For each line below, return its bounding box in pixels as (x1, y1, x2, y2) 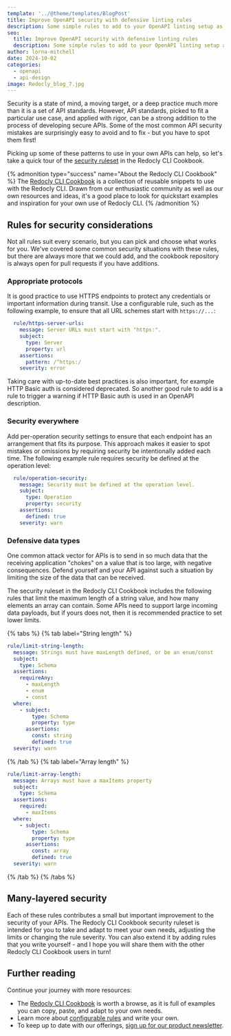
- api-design (13, 74, 51, 81)
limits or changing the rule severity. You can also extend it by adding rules (7, 933, 217, 941)
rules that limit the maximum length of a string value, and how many (7, 593, 199, 602)
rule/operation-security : (13, 474, 88, 482)
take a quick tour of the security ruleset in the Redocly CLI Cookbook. (7, 156, 205, 165)
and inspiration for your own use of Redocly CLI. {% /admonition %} (7, 199, 200, 207)
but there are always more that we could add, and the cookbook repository (7, 252, 219, 260)
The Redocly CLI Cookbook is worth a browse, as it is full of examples (16, 999, 215, 1007)
